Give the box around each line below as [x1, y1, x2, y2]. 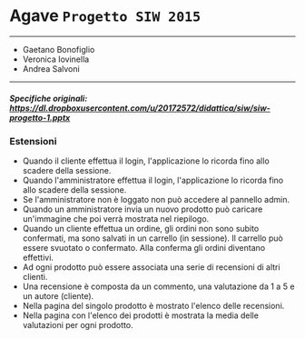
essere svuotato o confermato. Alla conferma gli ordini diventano [22, 243, 266, 254]
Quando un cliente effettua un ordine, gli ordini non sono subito [22, 224, 260, 234]
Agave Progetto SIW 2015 [9, 5, 202, 26]
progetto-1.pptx [9, 112, 71, 123]
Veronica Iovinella [22, 54, 90, 65]
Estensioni [9, 135, 57, 147]
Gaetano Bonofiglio [22, 44, 95, 55]
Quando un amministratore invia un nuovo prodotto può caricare [22, 204, 263, 214]
